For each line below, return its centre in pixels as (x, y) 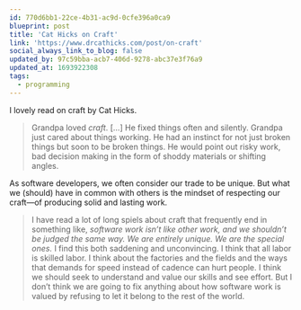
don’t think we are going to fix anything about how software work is (156, 286)
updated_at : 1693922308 (54, 68)
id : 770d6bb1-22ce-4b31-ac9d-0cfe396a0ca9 (90, 18)
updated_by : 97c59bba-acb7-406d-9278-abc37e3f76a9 (106, 59)
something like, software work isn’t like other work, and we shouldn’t (159, 229)
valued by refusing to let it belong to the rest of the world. (138, 296)
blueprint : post (40, 26)
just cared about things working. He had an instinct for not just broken (161, 137)
